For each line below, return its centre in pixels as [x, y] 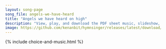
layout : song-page [24, 10]
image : [12, 28]
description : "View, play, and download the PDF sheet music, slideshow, [83, 23]
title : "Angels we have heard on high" [46, 19]
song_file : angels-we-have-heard [40, 14]
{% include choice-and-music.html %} [44, 42]
